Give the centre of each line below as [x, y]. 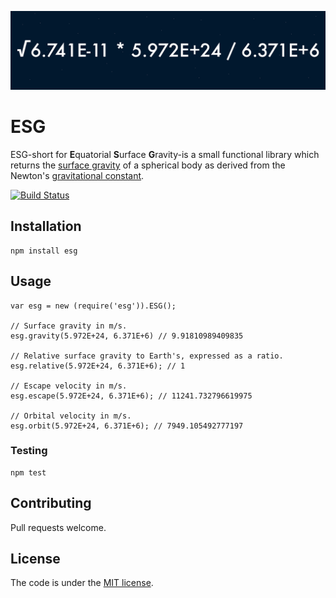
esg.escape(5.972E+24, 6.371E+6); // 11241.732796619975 [131, 396]
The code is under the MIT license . [82, 583]
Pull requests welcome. [58, 527]
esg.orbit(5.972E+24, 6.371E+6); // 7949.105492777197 [127, 426]
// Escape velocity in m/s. [69, 386]
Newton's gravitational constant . [77, 175]
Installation [46, 226]
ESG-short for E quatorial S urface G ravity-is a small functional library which [165, 154]
